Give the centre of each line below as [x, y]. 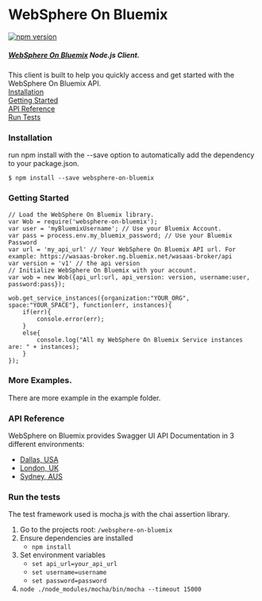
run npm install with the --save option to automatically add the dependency [131, 155]
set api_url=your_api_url [74, 564]
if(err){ [37, 312]
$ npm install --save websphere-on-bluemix [81, 178]
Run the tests [35, 497]
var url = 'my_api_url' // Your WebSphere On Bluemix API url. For [122, 249]
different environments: [46, 444]
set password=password [69, 581]
